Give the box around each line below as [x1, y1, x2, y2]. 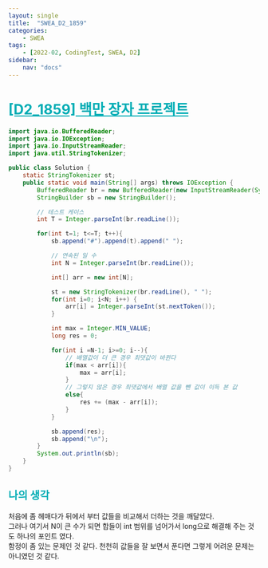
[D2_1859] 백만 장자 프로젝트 [8, 101, 189, 118]
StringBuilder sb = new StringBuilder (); [37, 193, 177, 202]
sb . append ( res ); [50, 428, 105, 436]
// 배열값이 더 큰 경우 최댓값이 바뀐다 [65, 353, 176, 361]
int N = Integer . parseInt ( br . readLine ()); [50, 258, 195, 267]
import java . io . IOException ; [8, 135, 105, 143]
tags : [8, 41, 26, 49]
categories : [8, 26, 48, 34]
